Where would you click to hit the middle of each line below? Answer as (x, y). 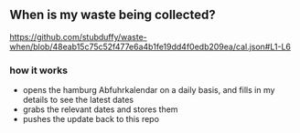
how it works (39, 70)
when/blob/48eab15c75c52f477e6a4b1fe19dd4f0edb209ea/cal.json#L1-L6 (150, 46)
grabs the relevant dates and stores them (100, 109)
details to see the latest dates (78, 100)
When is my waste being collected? (113, 15)
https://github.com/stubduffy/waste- (79, 36)
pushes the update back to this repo (91, 119)
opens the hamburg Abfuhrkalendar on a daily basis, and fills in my (149, 90)
